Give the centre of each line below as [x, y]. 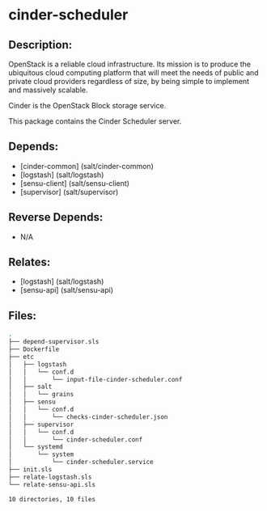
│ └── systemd [36, 447]
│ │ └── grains [41, 395]
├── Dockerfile [34, 349]
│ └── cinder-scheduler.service [81, 462]
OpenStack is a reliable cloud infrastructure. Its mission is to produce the [129, 64]
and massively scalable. [48, 90]
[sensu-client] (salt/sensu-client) [74, 183]
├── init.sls [30, 470]
